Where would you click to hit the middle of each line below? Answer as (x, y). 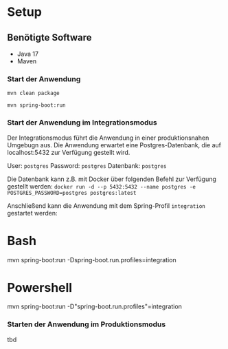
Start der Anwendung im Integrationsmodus (82, 123)
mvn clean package (33, 94)
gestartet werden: (32, 213)
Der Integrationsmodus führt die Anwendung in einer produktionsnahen (108, 138)
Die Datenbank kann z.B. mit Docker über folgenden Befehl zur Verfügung (112, 179)
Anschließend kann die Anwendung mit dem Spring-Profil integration (106, 205)
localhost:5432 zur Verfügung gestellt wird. (69, 152)
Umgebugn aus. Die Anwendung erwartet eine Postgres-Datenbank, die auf (114, 145)
